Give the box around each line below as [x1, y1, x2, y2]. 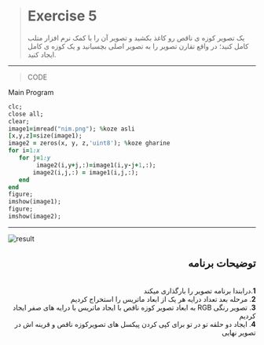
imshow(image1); [8, 198, 61, 206]
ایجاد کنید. [27, 50, 57, 59]
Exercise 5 [27, 7, 97, 25]
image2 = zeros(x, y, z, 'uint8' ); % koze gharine [8, 139, 170, 148]
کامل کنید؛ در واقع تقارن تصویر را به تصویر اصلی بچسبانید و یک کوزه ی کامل [27, 41, 249, 50]
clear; [8, 117, 30, 125]
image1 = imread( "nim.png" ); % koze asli [8, 125, 135, 133]
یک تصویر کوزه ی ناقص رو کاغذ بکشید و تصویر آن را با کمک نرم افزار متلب [27, 33, 245, 42]
